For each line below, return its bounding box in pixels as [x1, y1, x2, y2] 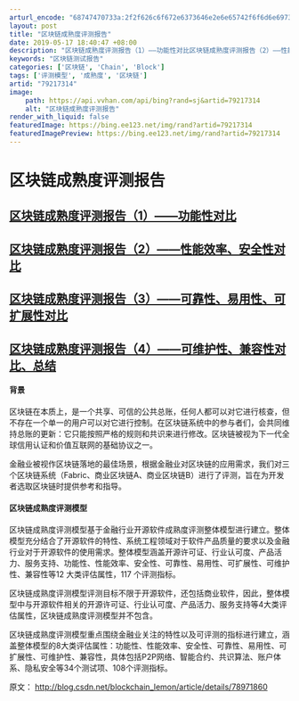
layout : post [9, 21, 58, 30]
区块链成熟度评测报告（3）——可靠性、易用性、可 [9, 292, 287, 307]
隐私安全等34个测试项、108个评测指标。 [24, 663, 173, 673]
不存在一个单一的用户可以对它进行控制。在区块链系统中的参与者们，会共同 [9, 416, 282, 428]
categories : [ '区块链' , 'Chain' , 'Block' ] [9, 63, 166, 72]
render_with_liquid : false [9, 112, 109, 121]
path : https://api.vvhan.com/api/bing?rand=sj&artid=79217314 [25, 95, 261, 105]
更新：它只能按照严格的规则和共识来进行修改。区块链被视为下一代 [39, 428, 282, 439]
